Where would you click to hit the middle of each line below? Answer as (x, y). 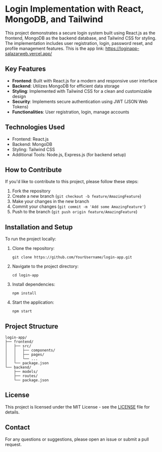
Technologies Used (35, 127)
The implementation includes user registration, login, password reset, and (79, 43)
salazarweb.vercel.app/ (28, 53)
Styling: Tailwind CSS (33, 149)
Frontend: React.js (30, 139)
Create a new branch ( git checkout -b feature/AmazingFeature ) (77, 196)
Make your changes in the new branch (51, 202)
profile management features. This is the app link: (55, 48)
